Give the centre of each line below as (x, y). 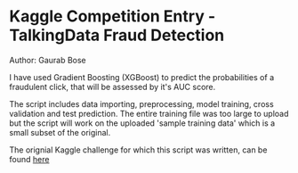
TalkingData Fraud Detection (117, 35)
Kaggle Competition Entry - (113, 16)
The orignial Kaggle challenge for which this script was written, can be (138, 150)
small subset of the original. (60, 132)
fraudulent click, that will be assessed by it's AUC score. (113, 86)
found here (29, 159)
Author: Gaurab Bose (48, 60)
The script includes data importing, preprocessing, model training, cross (141, 103)
